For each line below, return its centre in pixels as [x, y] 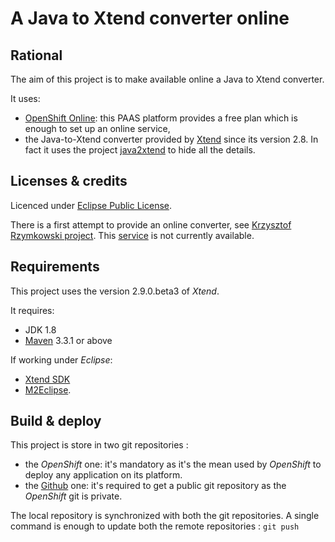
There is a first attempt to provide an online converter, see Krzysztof [151, 224]
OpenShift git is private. [73, 496]
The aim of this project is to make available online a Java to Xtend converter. [167, 79]
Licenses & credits [69, 181]
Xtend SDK [47, 379]
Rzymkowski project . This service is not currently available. [132, 235]
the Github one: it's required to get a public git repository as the [155, 486]
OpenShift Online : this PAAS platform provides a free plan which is [161, 118]
